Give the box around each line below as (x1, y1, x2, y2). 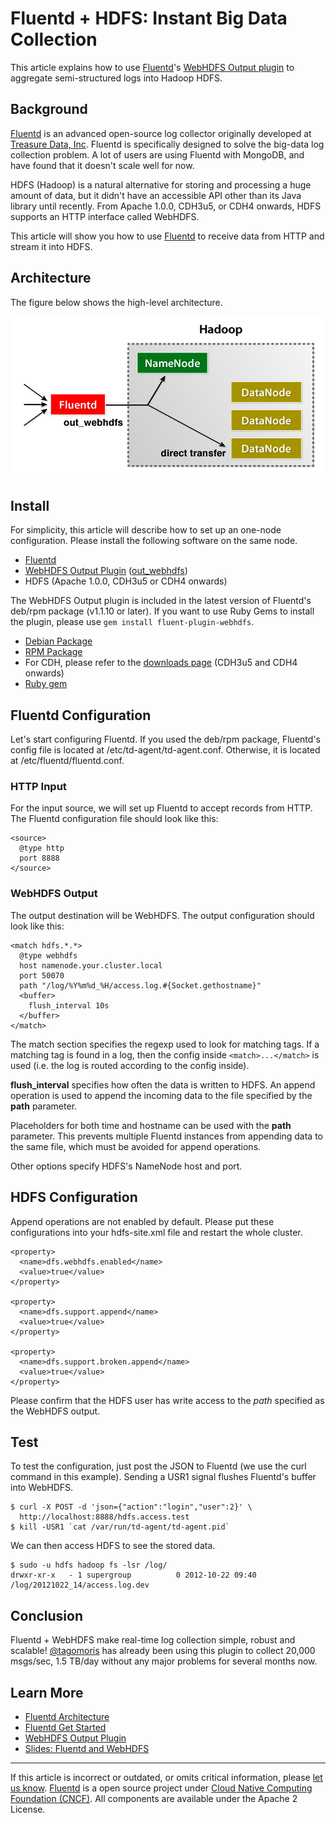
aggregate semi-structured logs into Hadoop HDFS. (10, 72, 223, 84)
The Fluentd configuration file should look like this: (10, 813, 219, 825)
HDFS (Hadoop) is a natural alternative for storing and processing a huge (10, 178, 312, 191)
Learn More (10, 1684, 84, 1701)
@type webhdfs (19, 950, 78, 961)
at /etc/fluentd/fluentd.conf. (10, 755, 125, 767)
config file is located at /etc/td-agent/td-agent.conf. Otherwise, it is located (10, 744, 321, 756)
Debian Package (24, 635, 93, 647)
